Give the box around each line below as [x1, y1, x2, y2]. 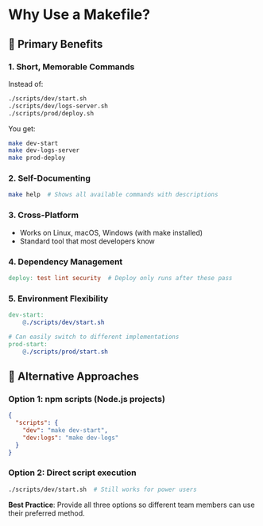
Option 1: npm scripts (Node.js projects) [8, 393, 165, 404]
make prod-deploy [8, 154, 66, 162]
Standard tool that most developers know [19, 236, 155, 246]
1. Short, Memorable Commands [8, 61, 135, 72]
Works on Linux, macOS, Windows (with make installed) [19, 228, 203, 237]
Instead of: [8, 79, 44, 88]
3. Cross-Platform [8, 209, 79, 220]
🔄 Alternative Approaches [8, 369, 139, 383]
